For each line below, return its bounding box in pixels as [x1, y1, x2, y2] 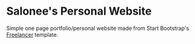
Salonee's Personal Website [6, 4, 152, 18]
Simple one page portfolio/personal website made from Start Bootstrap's [6, 24, 189, 32]
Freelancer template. [6, 31, 59, 38]
